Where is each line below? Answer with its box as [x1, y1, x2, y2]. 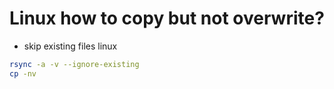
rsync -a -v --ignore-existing [9, 59, 140, 69]
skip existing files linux [23, 40, 118, 52]
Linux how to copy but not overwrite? [9, 7, 325, 30]
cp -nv [9, 68, 37, 79]
